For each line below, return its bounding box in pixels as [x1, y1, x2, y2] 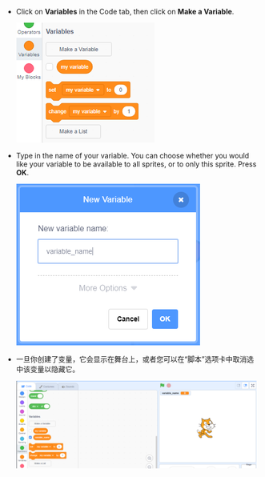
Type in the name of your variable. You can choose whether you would [15, 151, 250, 160]
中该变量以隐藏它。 [15, 364, 80, 374]
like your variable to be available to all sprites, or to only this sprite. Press [15, 159, 257, 169]
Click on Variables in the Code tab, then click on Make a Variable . [15, 7, 235, 16]
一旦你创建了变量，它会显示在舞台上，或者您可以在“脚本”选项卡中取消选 [15, 355, 255, 363]
